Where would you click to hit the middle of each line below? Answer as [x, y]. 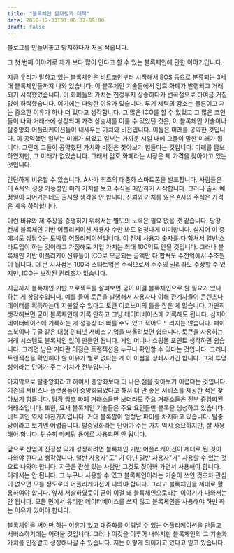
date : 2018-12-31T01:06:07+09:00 [56, 20]
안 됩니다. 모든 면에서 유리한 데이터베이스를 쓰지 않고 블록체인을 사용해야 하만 [112, 502]
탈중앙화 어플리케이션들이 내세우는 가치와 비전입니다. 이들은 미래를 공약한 [107, 129]
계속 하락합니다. [36, 206]
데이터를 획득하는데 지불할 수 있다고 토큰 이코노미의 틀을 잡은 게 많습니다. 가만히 [116, 306]
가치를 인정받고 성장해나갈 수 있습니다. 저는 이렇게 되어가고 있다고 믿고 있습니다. [116, 542]
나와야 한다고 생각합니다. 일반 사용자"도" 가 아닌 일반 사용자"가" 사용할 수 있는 [114, 458]
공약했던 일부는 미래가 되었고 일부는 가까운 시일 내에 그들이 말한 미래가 [119, 139]
